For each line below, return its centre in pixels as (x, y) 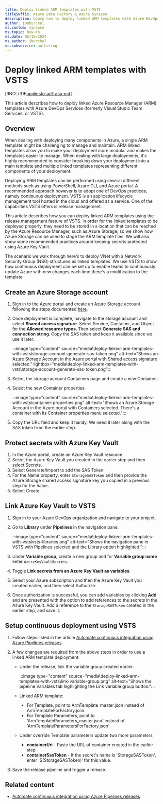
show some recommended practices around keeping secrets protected (76, 242)
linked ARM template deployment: (46, 657)
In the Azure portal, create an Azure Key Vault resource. (68, 454)
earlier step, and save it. (36, 610)
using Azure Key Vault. (28, 247)
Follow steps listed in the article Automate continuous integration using (83, 637)
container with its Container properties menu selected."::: (69, 413)
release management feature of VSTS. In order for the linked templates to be (81, 221)
